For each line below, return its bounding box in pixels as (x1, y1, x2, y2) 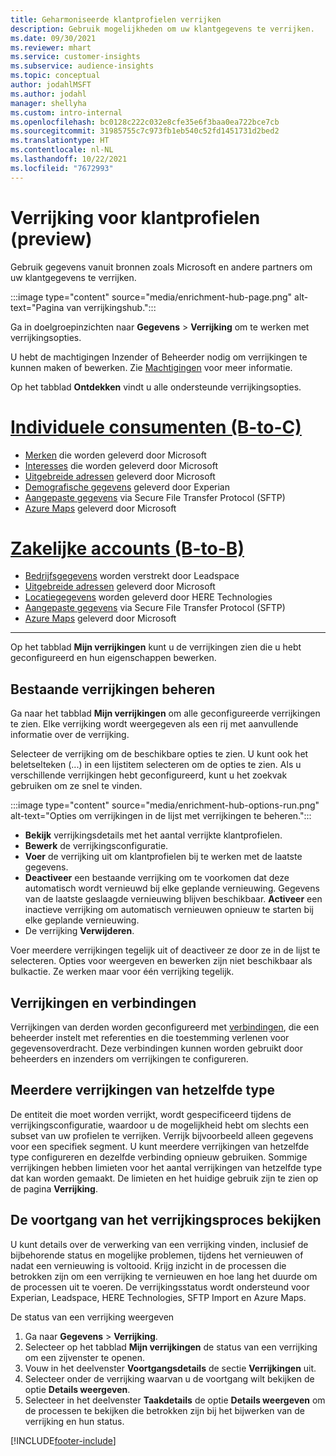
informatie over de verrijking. (10, 729, 130, 741)
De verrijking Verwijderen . (24, 925, 135, 937)
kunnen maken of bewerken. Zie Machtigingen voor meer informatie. (10, 361, 293, 373)
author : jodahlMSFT (10, 80, 92, 90)
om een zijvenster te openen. (24, 1351, 146, 1363)
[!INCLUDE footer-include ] (10, 1434, 117, 1446)
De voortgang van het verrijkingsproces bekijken (10, 1212, 322, 1229)
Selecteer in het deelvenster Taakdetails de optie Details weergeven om (24, 1394, 326, 1406)
